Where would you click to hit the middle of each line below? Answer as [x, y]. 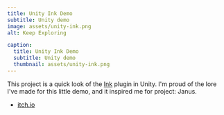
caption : [20, 45]
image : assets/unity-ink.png [49, 26]
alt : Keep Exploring [37, 33]
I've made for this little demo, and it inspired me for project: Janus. [102, 91]
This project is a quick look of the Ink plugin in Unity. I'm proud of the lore [112, 84]
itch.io [26, 105]
